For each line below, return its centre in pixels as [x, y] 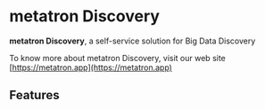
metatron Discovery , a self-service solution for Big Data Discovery [132, 41]
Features [34, 95]
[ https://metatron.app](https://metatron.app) [91, 67]
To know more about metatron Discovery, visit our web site [117, 58]
